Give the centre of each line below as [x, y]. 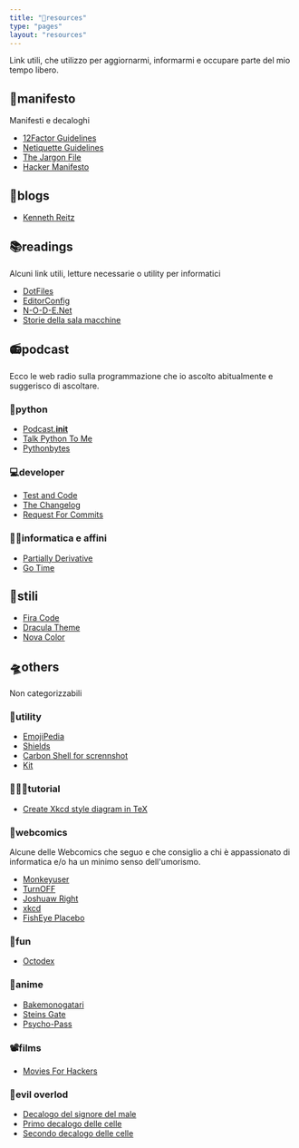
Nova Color [43, 637]
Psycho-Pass [47, 1024]
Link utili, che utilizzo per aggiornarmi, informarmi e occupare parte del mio [150, 61]
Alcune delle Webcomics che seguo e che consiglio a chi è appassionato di [150, 852]
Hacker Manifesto [56, 167]
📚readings [42, 247]
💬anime [26, 985]
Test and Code [50, 496]
